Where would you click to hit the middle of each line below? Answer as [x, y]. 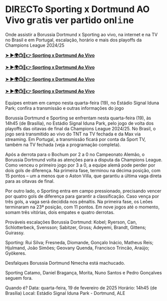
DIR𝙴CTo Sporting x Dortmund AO [77, 9]
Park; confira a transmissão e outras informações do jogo [65, 108]
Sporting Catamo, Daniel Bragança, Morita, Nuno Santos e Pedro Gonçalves [83, 272]
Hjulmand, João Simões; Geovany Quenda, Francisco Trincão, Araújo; [77, 248]
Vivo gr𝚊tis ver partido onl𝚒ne [70, 20]
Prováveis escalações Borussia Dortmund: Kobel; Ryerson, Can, [71, 222]
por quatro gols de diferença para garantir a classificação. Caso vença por [82, 196]
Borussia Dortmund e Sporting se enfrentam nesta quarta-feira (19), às [78, 118]
